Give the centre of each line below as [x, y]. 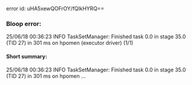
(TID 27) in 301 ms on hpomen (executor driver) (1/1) [70, 43]
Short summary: [27, 56]
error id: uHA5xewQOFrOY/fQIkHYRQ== [55, 9]
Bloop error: [24, 24]
